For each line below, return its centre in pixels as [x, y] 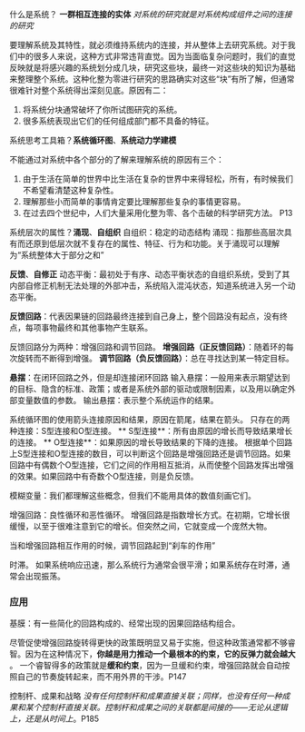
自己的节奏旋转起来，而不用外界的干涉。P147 [102, 677]
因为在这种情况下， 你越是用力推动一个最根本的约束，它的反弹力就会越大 [160, 654]
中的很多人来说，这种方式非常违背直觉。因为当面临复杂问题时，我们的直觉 [156, 56]
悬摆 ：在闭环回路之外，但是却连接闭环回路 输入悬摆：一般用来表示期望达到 [150, 377]
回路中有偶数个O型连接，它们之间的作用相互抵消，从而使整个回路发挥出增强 [152, 465]
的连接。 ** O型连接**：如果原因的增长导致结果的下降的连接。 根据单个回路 [151, 442]
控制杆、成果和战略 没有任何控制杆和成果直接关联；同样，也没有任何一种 [146, 696]
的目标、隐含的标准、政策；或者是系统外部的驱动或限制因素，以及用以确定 [148, 389]
